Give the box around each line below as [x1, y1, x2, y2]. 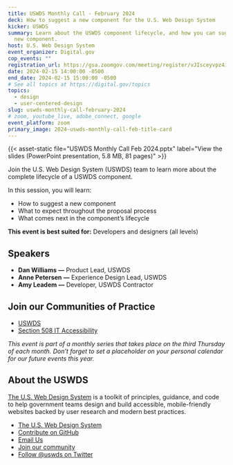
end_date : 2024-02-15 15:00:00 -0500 [8, 74, 117, 82]
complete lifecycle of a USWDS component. [8, 173, 133, 181]
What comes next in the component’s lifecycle [17, 214, 149, 222]
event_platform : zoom [8, 119, 71, 126]
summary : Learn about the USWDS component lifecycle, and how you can [8, 29, 216, 37]
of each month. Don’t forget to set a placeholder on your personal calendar [8, 347, 223, 355]
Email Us [17, 435, 44, 444]
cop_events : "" [8, 55, 52, 62]
